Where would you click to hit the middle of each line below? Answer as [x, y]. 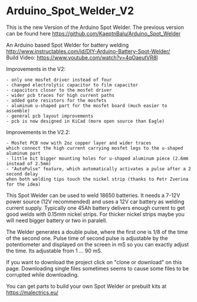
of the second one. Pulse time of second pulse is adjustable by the [87, 238]
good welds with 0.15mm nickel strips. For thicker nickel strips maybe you [95, 214]
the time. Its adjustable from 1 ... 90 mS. [54, 251]
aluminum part [24, 153]
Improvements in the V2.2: [38, 132]
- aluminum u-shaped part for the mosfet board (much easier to [87, 105]
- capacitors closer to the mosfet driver [59, 90]
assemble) [18, 111]
